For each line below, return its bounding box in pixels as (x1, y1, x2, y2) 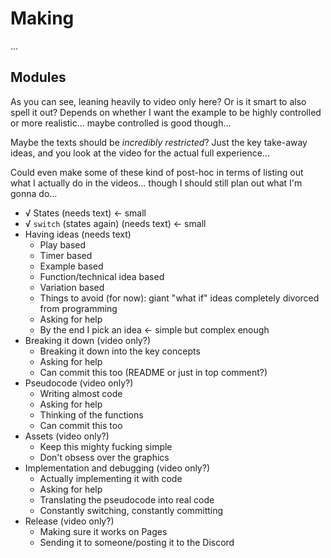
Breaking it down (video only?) (24, 334, 152, 346)
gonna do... (10, 187, 58, 199)
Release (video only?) (24, 515, 115, 527)
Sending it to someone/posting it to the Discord (39, 536, 235, 548)
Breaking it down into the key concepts (39, 345, 201, 357)
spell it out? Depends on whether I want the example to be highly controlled (10, 106, 322, 118)
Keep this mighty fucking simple (39, 440, 173, 452)
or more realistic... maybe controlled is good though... (10, 117, 232, 129)
